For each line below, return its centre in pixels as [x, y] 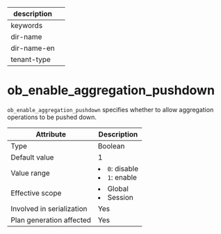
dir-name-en [33, 48]
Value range [30, 173]
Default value [32, 157]
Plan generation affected [51, 220]
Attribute [51, 134]
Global [118, 189]
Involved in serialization [49, 208]
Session [121, 197]
